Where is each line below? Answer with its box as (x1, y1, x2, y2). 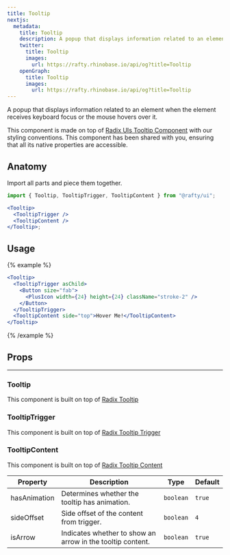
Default (194, 477, 220, 486)
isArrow (10, 532, 36, 542)
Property (17, 477, 48, 486)
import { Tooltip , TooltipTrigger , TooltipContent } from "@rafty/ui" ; (7, 192, 216, 199)
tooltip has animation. (61, 497, 130, 507)
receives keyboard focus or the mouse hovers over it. (7, 113, 158, 121)
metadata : (13, 23, 41, 30)
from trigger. (61, 517, 102, 526)
